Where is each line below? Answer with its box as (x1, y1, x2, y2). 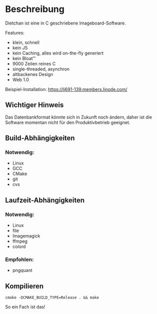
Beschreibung (5, 3, 65, 15)
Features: (5, 29, 25, 35)
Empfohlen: (5, 256, 34, 263)
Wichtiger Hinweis (5, 101, 64, 109)
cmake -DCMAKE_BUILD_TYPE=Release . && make (5, 295, 99, 300)
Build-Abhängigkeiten (5, 134, 75, 142)
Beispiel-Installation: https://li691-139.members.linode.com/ (5, 86, 128, 92)
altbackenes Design (12, 71, 53, 77)
